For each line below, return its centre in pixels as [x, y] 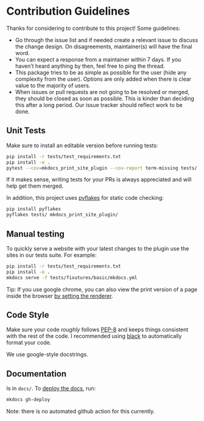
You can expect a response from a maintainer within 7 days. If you [98, 59]
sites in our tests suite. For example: [51, 255]
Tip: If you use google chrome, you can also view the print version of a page [102, 289]
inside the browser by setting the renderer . [60, 296]
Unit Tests [26, 130]
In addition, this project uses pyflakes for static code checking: [85, 198]
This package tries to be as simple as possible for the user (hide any [101, 72]
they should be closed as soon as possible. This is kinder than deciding [105, 98]
